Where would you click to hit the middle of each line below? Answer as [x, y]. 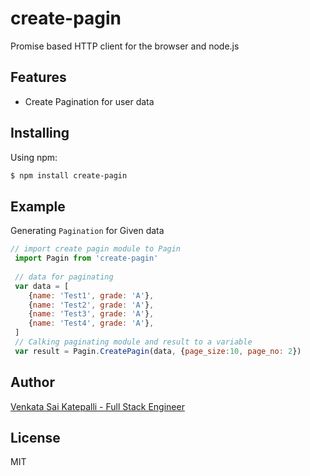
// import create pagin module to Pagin [96, 249]
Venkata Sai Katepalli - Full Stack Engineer [97, 406]
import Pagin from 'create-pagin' [86, 258]
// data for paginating [64, 277]
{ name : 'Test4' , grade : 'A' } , [91, 323]
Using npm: [34, 157]
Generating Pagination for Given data [87, 231]
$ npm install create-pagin [69, 175]
